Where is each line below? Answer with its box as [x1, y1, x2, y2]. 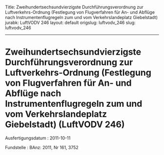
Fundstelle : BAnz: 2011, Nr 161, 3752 [5, 144, 79, 150]
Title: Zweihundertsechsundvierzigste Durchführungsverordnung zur [5, 4, 143, 10]
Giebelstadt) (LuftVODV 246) [5, 119, 125, 130]
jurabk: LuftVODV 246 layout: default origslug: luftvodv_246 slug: [5, 19, 136, 25]
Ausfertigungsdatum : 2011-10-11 [5, 135, 71, 141]
